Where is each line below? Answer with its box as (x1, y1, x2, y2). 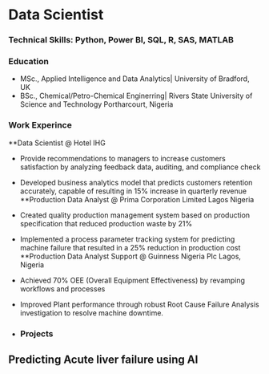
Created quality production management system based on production (19, 210, 251, 220)
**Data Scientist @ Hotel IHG (8, 138, 106, 148)
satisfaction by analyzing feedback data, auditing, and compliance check (19, 162, 261, 172)
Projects (19, 327, 54, 339)
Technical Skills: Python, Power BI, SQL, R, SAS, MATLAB (8, 35, 235, 46)
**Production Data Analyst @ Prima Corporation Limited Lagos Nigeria (19, 194, 255, 204)
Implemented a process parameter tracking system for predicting (19, 234, 235, 244)
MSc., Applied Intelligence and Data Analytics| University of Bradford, (19, 74, 250, 83)
